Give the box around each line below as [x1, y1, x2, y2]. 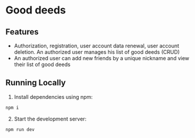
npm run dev [5, 126, 35, 132]
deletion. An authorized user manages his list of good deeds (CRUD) [14, 49, 180, 56]
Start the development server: [14, 115, 87, 122]
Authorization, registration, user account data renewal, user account [14, 42, 180, 49]
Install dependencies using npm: [14, 93, 93, 100]
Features [5, 27, 39, 37]
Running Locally [5, 78, 66, 88]
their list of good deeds [14, 61, 71, 68]
